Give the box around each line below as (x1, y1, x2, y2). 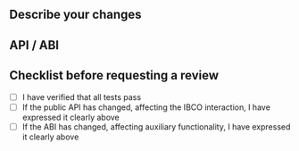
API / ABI (9, 38, 60, 53)
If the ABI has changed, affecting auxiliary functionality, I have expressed (21, 121, 291, 132)
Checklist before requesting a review (9, 68, 220, 83)
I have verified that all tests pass (21, 91, 141, 102)
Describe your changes (9, 7, 142, 22)
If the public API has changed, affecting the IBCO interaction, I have (21, 102, 270, 113)
